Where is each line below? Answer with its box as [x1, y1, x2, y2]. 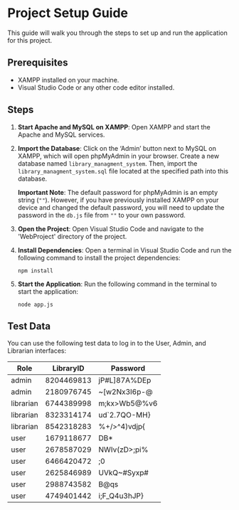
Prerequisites [7, 57, 68, 69]
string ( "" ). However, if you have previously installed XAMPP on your [17, 196, 219, 204]
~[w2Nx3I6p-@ [98, 387, 153, 397]
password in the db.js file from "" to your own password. [17, 211, 186, 219]
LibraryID [52, 363, 85, 373]
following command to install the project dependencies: [17, 253, 181, 262]
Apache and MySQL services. [17, 130, 105, 139]
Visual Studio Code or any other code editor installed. [17, 83, 175, 92]
